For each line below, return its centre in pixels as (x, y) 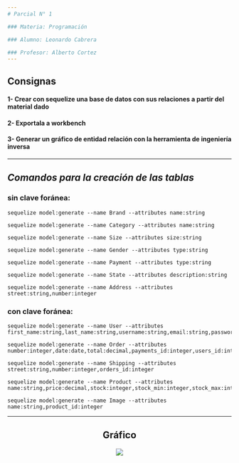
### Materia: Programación (47, 27)
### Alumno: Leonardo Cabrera (52, 40)
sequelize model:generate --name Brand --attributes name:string (106, 213)
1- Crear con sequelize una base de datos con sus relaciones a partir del (116, 99)
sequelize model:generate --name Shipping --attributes (92, 364)
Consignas (32, 81)
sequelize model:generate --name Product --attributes (90, 382)
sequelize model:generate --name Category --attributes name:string (111, 225)
